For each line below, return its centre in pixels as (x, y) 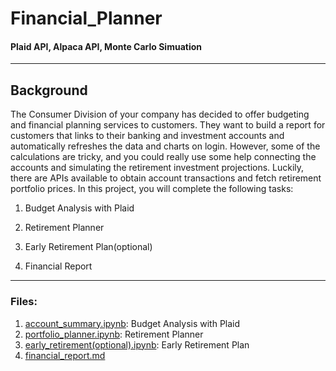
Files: (24, 302)
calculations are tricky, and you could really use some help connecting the (163, 157)
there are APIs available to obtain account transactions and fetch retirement (166, 178)
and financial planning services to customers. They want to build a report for (168, 125)
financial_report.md (65, 355)
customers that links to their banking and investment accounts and (147, 136)
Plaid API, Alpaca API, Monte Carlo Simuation (106, 46)
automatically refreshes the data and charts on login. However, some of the (165, 146)
